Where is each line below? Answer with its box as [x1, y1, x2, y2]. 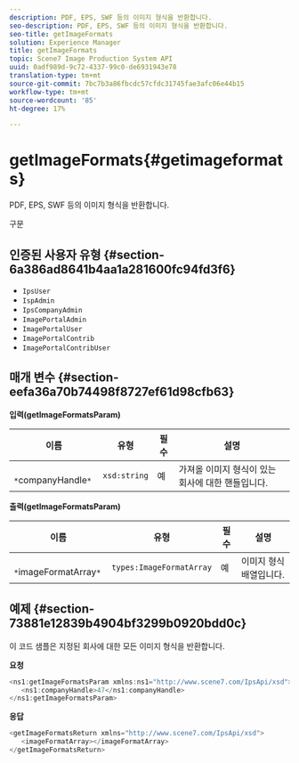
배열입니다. [240, 568, 285, 580]
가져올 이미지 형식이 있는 [178, 463, 277, 475]
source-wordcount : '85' [9, 95, 98, 105]
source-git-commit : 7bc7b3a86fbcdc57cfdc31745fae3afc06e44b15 [9, 79, 245, 88]
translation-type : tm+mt [9, 71, 101, 80]
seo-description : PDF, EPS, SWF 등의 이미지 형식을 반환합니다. [9, 21, 229, 30]
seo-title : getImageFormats [9, 29, 114, 38]
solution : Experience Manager [9, 37, 122, 47]
